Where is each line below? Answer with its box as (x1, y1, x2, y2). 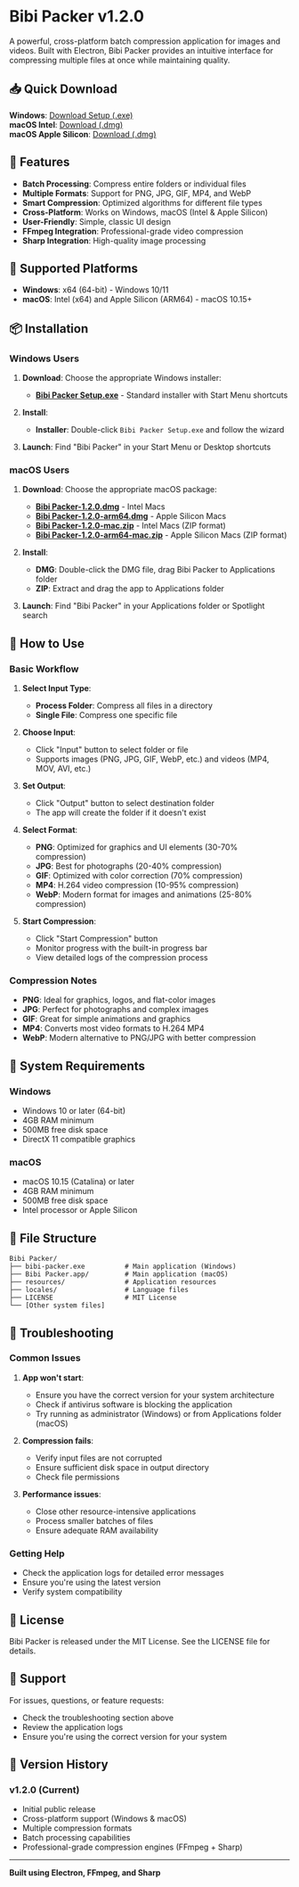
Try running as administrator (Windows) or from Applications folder (35, 1408, 282, 1419)
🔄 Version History (9, 1757, 109, 1772)
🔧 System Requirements (9, 1059, 145, 1074)
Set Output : (21, 780, 67, 791)
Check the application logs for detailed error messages (21, 1568, 224, 1578)
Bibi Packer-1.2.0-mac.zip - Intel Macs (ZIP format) (35, 520, 227, 531)
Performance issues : (21, 1488, 101, 1499)
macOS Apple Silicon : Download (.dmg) (9, 128, 157, 139)
